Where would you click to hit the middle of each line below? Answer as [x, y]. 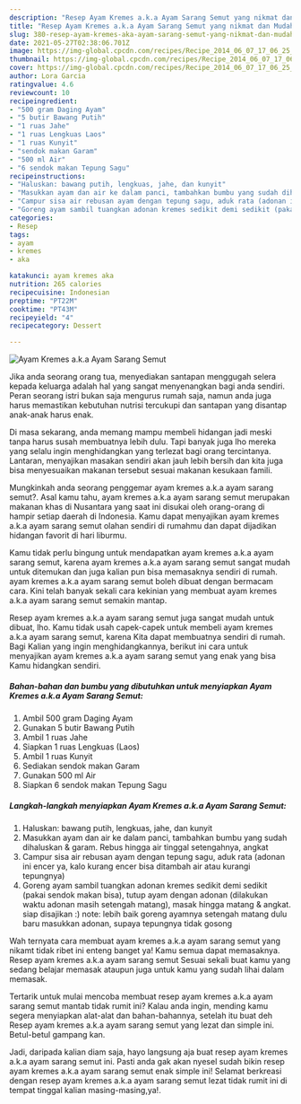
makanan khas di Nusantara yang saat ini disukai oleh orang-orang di [137, 507]
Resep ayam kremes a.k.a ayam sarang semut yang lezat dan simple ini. [142, 1025]
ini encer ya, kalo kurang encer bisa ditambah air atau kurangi [136, 866]
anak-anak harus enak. [52, 415]
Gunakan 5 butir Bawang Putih [78, 728]
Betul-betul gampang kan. [57, 1035]
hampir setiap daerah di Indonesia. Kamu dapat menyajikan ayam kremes [144, 516]
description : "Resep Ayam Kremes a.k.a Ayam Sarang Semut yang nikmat [144, 18]
